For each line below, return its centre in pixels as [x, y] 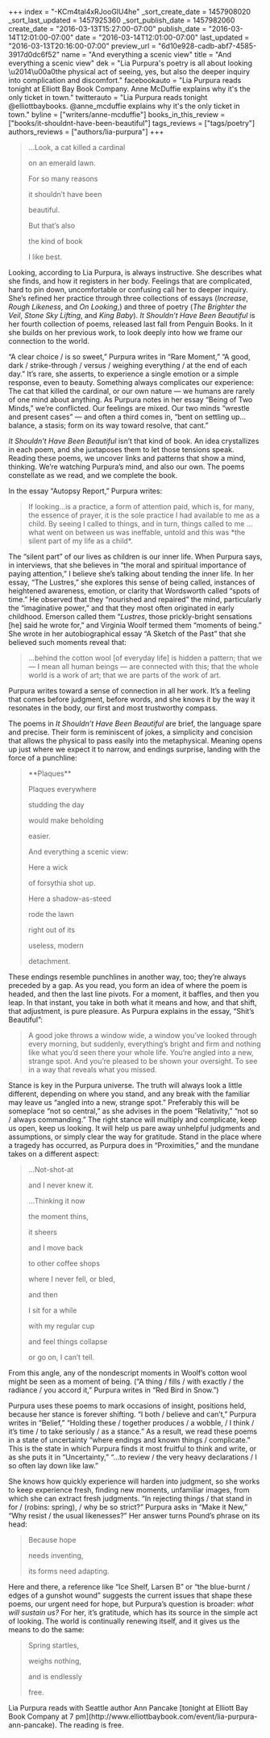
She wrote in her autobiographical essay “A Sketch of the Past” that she [127, 634]
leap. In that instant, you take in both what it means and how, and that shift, [133, 1003]
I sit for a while [52, 1310]
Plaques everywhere [62, 789]
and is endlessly [55, 1677]
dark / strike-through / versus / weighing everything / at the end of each [128, 365]
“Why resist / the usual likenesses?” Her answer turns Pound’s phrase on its [134, 1516]
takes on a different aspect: [54, 1154]
